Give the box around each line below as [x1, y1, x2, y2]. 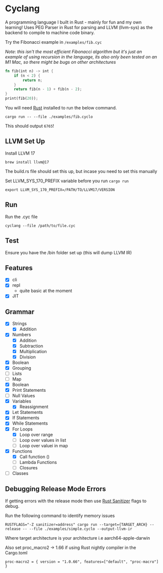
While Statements [12, 420, 48, 426]
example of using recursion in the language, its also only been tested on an [5, 54, 158, 59]
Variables [12, 398, 31, 404]
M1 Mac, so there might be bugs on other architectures [5, 59, 116, 65]
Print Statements [12, 387, 46, 393]
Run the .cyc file [5, 214, 38, 219]
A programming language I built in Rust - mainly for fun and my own [5, 19, 142, 25]
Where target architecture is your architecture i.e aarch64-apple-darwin [5, 535, 150, 541]
